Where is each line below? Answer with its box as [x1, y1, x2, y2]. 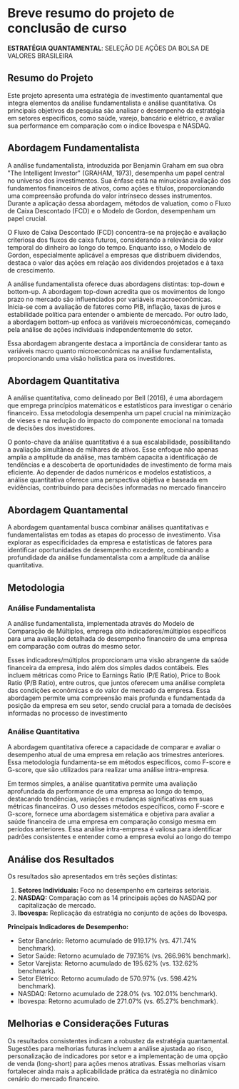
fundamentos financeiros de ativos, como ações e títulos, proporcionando [7, 183, 225, 192]
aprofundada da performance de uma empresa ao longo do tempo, [7, 787, 205, 796]
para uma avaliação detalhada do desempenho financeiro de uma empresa [7, 634, 228, 643]
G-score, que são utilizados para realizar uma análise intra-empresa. [7, 766, 209, 774]
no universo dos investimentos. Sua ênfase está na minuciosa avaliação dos [7, 176, 231, 185]
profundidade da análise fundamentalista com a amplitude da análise [7, 553, 210, 562]
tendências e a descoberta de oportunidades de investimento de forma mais [7, 460, 233, 469]
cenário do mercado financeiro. [7, 1074, 100, 1083]
